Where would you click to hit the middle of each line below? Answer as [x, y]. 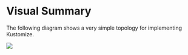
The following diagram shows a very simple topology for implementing [94, 28]
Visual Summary [49, 11]
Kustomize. [20, 34]
